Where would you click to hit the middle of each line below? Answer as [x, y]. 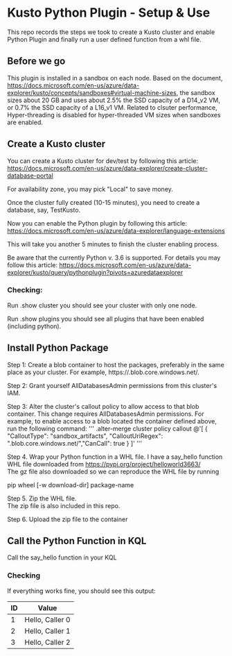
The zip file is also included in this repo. [64, 505]
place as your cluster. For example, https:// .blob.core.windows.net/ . [103, 372]
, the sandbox [196, 92]
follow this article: [32, 264]
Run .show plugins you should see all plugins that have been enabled [106, 319]
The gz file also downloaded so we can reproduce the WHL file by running [113, 471]
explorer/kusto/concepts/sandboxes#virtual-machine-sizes [92, 92]
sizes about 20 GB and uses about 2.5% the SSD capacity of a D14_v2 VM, [114, 100]
